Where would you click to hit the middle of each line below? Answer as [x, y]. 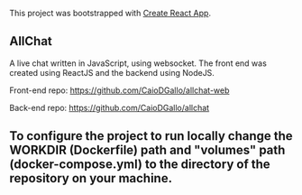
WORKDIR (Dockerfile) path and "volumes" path [147, 150]
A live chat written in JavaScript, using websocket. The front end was [138, 63]
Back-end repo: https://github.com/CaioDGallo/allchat [110, 107]
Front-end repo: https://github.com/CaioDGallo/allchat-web [119, 90]
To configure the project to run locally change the [151, 136]
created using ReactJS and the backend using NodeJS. [112, 72]
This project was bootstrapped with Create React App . [110, 13]
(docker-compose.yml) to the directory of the [140, 165]
